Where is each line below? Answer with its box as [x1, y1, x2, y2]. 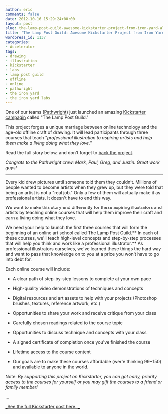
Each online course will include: [5, 266, 71, 272]
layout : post [5, 21, 33, 26]
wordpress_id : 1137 [5, 35, 46, 40]
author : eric [5, 7, 33, 12]
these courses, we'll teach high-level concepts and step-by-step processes [5, 235, 161, 241]
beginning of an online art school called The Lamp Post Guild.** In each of [5, 230, 159, 236]
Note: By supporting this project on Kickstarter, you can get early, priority [5, 374, 157, 380]
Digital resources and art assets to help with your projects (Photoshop [12, 295, 157, 301]
